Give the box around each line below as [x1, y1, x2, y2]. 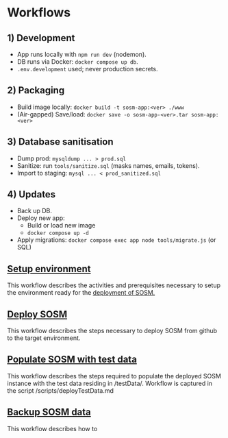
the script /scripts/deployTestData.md [7, 386, 114, 395]
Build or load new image [27, 221, 96, 230]
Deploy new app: [16, 214, 65, 222]
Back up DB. [16, 207, 53, 215]
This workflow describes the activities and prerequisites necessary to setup [7, 281, 221, 289]
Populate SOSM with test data [7, 354, 137, 365]
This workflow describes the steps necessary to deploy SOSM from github [7, 327, 218, 335]
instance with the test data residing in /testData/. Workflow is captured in [7, 379, 213, 387]
